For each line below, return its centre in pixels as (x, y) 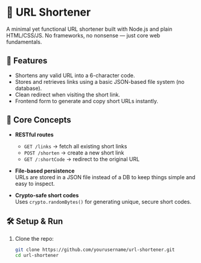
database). (28, 88)
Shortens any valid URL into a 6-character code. (75, 75)
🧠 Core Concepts (39, 120)
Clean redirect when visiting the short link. (68, 94)
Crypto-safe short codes (47, 195)
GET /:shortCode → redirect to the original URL (82, 159)
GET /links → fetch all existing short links (75, 146)
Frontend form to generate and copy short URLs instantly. (87, 101)
